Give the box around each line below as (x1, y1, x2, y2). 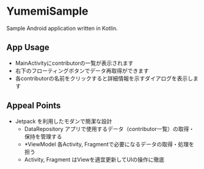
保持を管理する (24, 133, 62, 140)
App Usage (6, 42, 50, 53)
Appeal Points (6, 100, 61, 111)
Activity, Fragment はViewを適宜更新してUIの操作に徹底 (24, 156, 165, 163)
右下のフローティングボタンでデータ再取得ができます (15, 67, 149, 74)
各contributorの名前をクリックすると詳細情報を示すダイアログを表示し (15, 75, 194, 82)
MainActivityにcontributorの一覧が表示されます (15, 59, 134, 67)
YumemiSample (6, 4, 89, 18)
